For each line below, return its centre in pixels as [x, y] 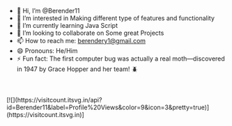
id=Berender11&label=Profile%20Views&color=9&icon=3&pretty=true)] [108, 107]
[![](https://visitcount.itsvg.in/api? [54, 100]
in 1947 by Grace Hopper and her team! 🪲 [77, 69]
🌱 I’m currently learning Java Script [67, 25]
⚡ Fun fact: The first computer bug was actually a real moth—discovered [121, 58]
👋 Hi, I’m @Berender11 [48, 11]
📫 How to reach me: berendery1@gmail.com [81, 41]
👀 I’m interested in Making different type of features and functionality [116, 18]
